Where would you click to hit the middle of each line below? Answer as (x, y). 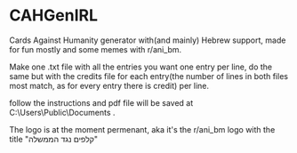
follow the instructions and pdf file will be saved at (101, 102)
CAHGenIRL (53, 16)
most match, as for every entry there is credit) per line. (109, 85)
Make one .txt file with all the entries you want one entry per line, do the (141, 67)
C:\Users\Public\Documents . (62, 112)
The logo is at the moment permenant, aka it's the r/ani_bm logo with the (142, 129)
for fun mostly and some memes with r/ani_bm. (96, 49)
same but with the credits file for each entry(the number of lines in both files (149, 76)
